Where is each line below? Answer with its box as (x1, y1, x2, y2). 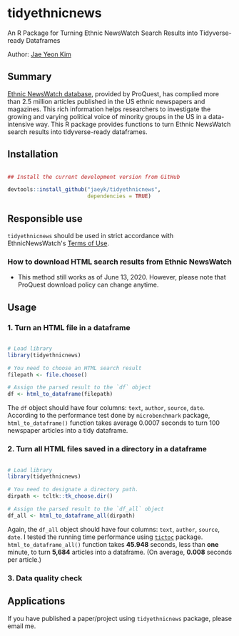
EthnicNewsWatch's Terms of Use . (7, 239, 109, 247)
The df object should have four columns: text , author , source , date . (7, 404, 205, 412)
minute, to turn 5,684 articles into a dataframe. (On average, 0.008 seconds (7, 548, 233, 556)
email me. (7, 622, 36, 630)
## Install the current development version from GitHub (7, 173, 180, 180)
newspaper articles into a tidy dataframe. (7, 426, 128, 435)
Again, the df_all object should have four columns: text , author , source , (7, 525, 220, 533)
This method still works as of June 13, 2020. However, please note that (17, 273, 226, 282)
